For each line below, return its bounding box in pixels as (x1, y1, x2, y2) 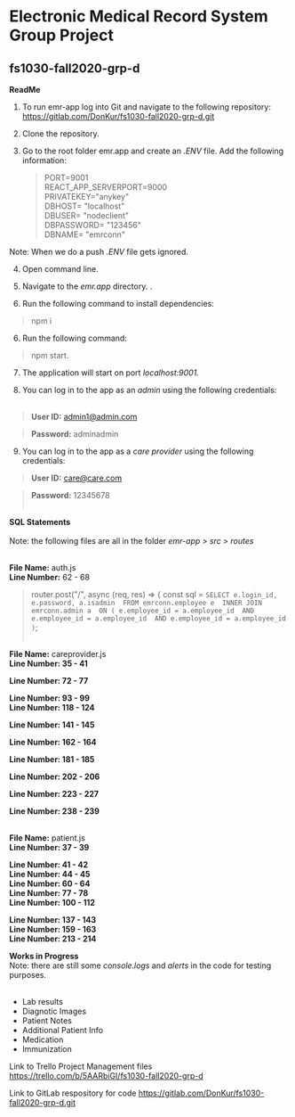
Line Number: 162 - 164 (9, 737, 97, 747)
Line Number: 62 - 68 (9, 572, 91, 582)
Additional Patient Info (21, 1025, 104, 1035)
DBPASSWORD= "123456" (44, 220, 142, 230)
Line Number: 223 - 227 (9, 789, 100, 799)
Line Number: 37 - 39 (9, 842, 90, 852)
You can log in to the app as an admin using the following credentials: (21, 385, 277, 395)
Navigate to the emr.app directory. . (21, 281, 153, 292)
